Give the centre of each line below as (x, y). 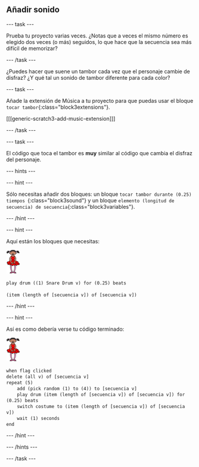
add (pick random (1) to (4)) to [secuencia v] (77, 388)
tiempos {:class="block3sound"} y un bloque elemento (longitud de (90, 200)
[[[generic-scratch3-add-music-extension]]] (61, 118)
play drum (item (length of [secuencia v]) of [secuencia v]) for (101, 394)
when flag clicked (29, 371)
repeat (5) (20, 383)
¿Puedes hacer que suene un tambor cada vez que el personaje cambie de (98, 71)
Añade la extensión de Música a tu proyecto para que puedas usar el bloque (100, 101)
